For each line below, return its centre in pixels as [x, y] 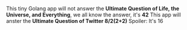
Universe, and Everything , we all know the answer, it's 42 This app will [93, 15]
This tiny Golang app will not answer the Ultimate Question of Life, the [93, 9]
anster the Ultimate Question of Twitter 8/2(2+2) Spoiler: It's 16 [85, 21]
